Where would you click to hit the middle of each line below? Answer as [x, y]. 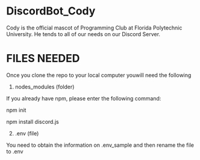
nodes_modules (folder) [45, 87]
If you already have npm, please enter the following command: [84, 98]
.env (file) [27, 133]
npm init [16, 110]
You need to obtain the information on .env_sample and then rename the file [100, 145]
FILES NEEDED [43, 59]
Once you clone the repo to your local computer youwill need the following [99, 75]
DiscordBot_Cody [51, 11]
